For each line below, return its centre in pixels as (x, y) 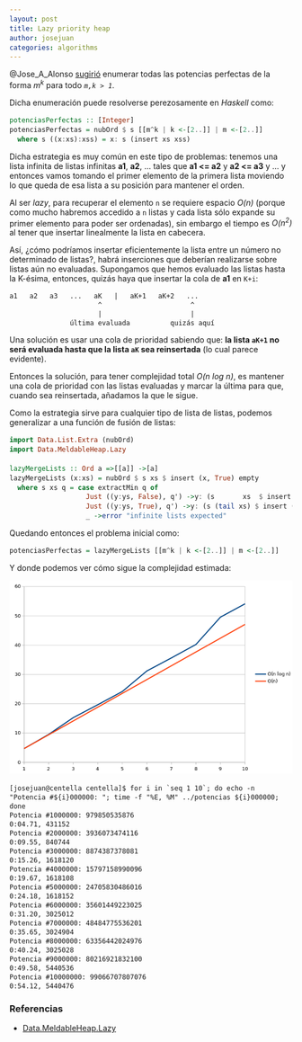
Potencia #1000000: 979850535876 (72, 815)
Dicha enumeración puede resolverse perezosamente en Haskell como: (142, 102)
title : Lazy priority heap (60, 28)
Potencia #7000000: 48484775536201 (76, 923)
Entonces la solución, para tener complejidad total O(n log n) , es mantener (147, 377)
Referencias (36, 1009)
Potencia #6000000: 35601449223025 (76, 905)
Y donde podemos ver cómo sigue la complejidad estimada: (120, 567)
